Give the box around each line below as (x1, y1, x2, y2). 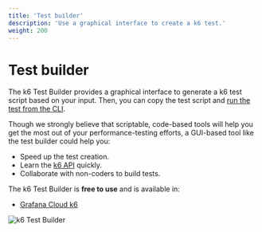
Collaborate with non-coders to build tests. (19, 169, 161, 179)
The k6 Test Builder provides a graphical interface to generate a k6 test (8, 87, 243, 96)
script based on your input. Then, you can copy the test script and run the (8, 96, 251, 105)
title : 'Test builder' (8, 11, 84, 20)
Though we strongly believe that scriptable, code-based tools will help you (8, 120, 253, 129)
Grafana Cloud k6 (19, 200, 78, 210)
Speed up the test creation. (19, 152, 110, 162)
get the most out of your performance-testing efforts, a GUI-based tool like (8, 128, 255, 138)
